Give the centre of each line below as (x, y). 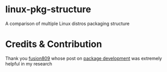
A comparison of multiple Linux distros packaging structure (67, 23)
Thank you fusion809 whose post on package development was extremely (83, 58)
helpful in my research (29, 64)
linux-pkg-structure (48, 9)
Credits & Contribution (54, 44)
